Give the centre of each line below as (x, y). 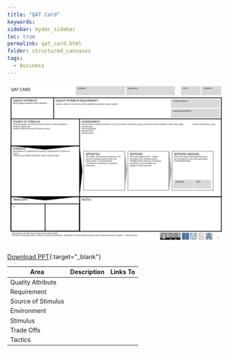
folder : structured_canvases (49, 51)
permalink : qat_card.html (44, 44)
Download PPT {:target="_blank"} (54, 256)
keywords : (21, 22)
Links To (123, 272)
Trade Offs (25, 330)
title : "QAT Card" (34, 15)
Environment (28, 311)
